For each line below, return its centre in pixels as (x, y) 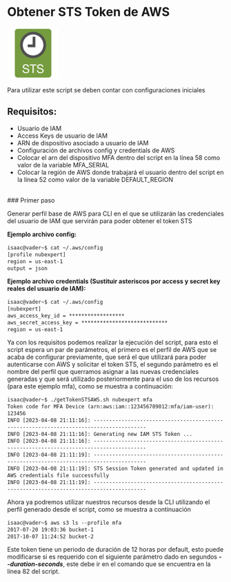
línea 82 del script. (33, 571)
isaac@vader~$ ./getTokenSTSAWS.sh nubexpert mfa (80, 399)
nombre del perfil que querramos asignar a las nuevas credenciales (103, 371)
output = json (28, 268)
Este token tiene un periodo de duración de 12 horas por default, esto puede (115, 549)
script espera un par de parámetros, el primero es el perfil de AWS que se (112, 349)
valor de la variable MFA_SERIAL (63, 165)
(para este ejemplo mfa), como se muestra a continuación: (90, 386)
